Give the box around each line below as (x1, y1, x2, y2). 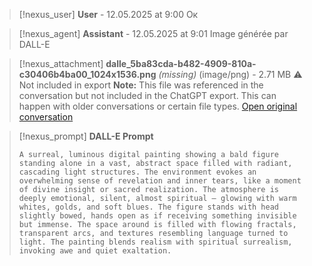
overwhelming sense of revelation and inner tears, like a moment (18, 176, 302, 186)
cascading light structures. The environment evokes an (18, 167, 257, 177)
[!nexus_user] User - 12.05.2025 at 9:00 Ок (18, 9, 199, 20)
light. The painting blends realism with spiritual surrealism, (18, 237, 293, 247)
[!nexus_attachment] (18, 58, 104, 69)
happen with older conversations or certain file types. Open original (18, 100, 298, 112)
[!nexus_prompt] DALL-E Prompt (18, 130, 154, 142)
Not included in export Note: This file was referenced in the (18, 79, 264, 91)
